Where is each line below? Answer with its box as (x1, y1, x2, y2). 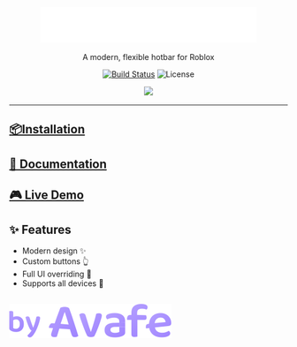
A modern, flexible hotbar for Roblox (82, 52, 215, 62)
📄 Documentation (9, 156, 108, 171)
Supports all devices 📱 (21, 277, 104, 289)
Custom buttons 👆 (21, 255, 89, 267)
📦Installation (9, 122, 86, 137)
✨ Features (9, 222, 72, 237)
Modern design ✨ (21, 245, 87, 256)
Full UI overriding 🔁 (21, 268, 92, 279)
